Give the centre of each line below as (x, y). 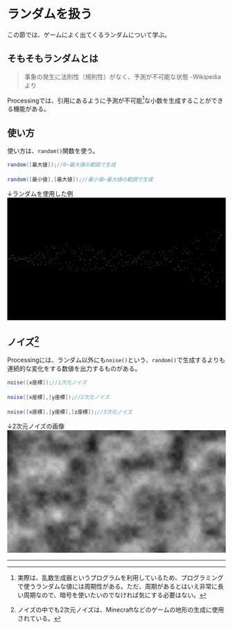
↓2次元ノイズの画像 (36, 426)
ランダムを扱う (50, 14)
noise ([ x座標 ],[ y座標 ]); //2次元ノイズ (58, 397)
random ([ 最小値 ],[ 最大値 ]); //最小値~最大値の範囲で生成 (80, 179)
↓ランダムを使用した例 (40, 193)
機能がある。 (31, 109)
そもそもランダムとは (53, 59)
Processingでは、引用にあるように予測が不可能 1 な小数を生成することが (109, 100)
